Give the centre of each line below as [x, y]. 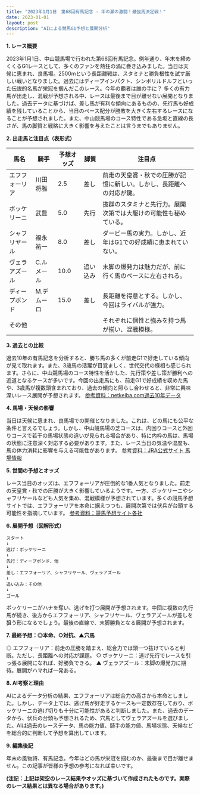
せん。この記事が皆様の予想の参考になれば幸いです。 [71, 766]
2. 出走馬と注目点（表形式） [41, 138]
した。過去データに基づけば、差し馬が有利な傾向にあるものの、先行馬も [95, 103]
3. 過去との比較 [25, 345]
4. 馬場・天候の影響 [30, 408]
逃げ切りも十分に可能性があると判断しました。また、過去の [110, 711]
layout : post [22, 23]
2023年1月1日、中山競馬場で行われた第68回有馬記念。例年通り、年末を [93, 59]
